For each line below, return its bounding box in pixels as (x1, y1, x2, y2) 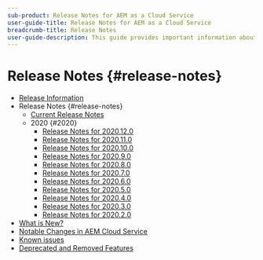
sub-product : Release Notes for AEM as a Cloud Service (7, 11, 194, 20)
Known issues (18, 235, 64, 244)
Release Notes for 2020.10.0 (42, 143, 134, 153)
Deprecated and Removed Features (18, 244, 134, 253)
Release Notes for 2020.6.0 (42, 177, 131, 186)
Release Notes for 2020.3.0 (42, 202, 131, 211)
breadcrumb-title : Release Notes (7, 26, 117, 34)
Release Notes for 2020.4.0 (42, 193, 132, 203)
